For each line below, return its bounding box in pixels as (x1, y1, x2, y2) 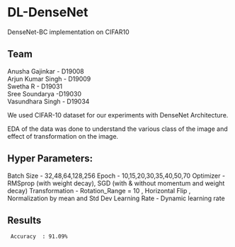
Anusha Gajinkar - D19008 (7, 67, 84, 75)
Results (7, 214, 42, 226)
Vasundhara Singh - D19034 (7, 97, 90, 105)
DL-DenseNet (7, 4, 88, 21)
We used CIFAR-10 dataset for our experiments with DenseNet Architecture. (7, 110, 229, 119)
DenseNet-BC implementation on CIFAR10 (7, 28, 130, 36)
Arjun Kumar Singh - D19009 (7, 74, 91, 83)
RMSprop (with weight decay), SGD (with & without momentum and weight (7, 178, 225, 188)
